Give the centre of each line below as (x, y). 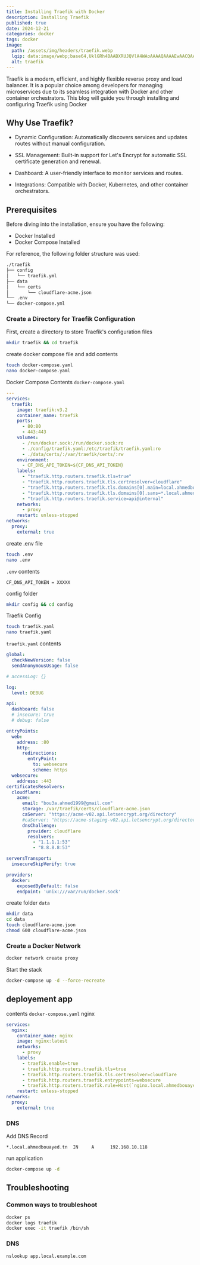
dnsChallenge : (40, 825)
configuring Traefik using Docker (47, 104)
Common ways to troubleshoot (52, 1205)
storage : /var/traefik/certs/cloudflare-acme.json (86, 809)
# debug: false (30, 721)
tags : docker (22, 39)
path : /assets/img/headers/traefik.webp (62, 51)
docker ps (18, 1217)
